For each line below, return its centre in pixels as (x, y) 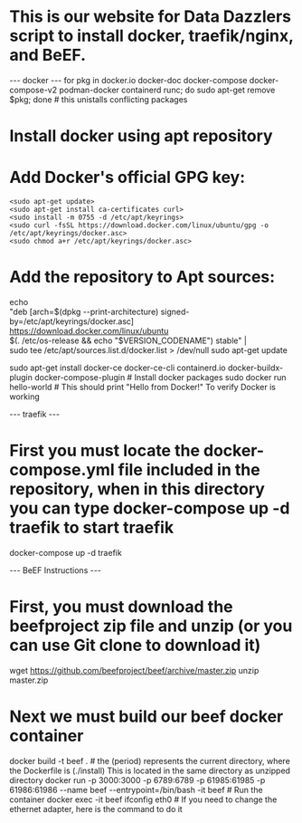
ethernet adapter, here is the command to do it (96, 809)
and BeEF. (48, 55)
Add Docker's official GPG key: (127, 177)
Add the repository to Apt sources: (142, 277)
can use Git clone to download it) (135, 646)
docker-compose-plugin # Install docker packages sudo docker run (160, 377)
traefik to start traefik (92, 528)
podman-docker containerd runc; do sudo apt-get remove (167, 90)
